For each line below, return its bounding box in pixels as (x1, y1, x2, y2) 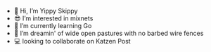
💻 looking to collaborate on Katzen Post (13, 37, 132, 45)
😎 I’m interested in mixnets (13, 14, 94, 22)
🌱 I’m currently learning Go (13, 22, 92, 30)
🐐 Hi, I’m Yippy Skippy (13, 7, 78, 15)
